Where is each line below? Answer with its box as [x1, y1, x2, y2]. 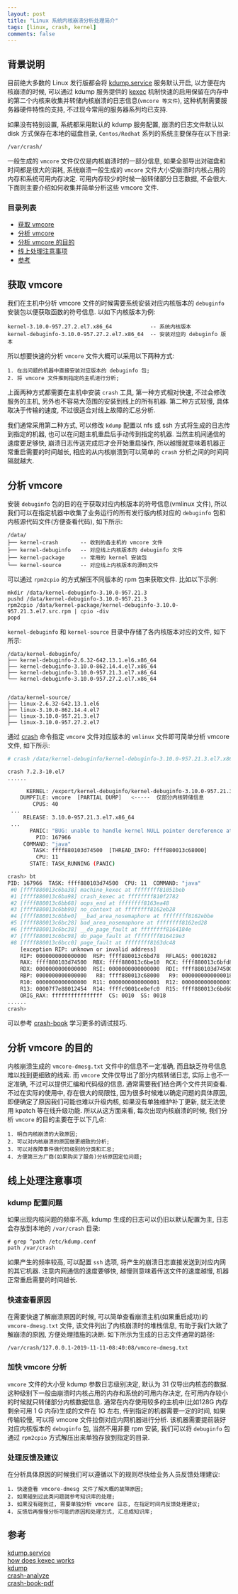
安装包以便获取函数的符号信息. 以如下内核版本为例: [7, 308, 156, 316]
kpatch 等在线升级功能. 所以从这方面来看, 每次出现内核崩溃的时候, [15, 1106, 208, 1115]
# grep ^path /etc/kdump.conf [7, 1238, 97, 1245]
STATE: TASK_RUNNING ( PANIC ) [29, 861, 115, 868]
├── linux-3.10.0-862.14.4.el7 [7, 706, 100, 713]
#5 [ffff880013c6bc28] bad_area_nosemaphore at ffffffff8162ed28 [10, 920, 208, 927]
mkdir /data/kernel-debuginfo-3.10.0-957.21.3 [7, 589, 147, 596]
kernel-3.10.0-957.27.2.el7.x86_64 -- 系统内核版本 [7, 323, 191, 330]
